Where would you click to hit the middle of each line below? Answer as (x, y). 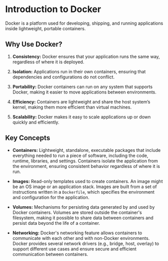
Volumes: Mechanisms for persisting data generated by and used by (83, 207)
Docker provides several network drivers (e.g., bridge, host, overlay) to (86, 243)
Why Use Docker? (34, 45)
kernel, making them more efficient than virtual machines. (72, 107)
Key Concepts (28, 138)
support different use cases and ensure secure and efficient (74, 249)
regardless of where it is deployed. (48, 62)
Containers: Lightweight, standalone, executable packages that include (87, 150)
